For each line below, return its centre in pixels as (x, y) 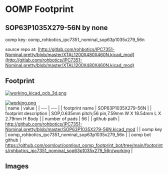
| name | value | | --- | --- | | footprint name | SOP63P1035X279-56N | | (78, 108)
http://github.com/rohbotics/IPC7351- (44, 124)
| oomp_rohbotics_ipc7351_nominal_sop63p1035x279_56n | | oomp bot (78, 134)
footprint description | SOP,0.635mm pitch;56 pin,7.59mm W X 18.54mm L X (83, 113)
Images (17, 166)
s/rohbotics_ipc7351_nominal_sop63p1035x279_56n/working (68, 150)
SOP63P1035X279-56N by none (57, 28)
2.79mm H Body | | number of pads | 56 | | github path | (62, 118)
